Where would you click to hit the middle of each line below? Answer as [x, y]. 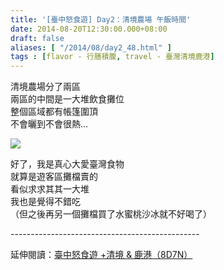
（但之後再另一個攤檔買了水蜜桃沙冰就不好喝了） [111, 214]
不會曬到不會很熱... [49, 124]
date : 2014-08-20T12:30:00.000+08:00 [89, 29]
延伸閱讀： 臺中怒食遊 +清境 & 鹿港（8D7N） [101, 255]
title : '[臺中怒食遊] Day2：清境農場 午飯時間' [101, 19]
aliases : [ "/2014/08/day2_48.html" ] [91, 47]
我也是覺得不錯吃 [45, 202]
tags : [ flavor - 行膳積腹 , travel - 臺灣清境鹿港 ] [112, 57]
